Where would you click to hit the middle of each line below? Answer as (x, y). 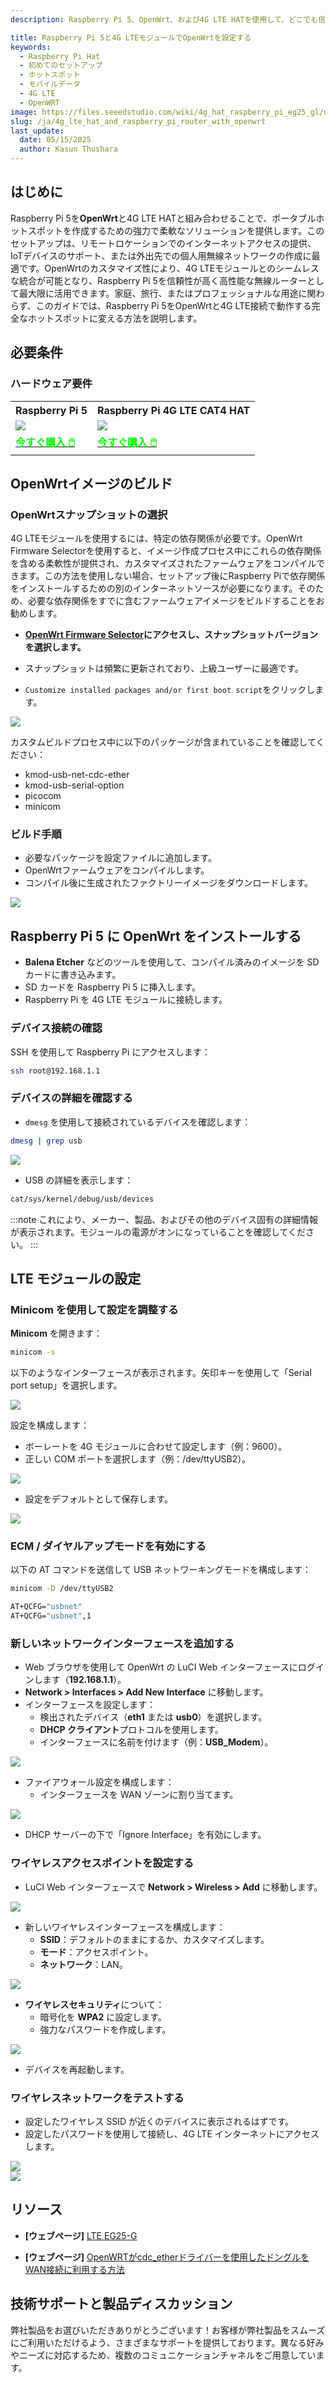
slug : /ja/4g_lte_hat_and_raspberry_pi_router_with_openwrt (138, 121)
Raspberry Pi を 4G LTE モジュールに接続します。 (126, 1000)
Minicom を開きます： (56, 1333)
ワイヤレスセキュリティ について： (94, 2004)
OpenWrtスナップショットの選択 (89, 514)
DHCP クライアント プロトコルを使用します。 (131, 1730)
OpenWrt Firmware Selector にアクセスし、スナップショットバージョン (171, 635)
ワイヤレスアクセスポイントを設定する (102, 1863)
